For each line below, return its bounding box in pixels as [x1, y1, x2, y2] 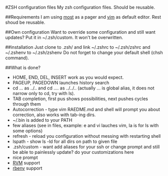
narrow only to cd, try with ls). [12, 91, 75, 96]
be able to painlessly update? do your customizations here [12, 149, 134, 155]
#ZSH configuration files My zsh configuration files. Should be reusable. [5, 5, 155, 10]
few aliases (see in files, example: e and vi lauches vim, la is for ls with [12, 123, 159, 128]
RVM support [12, 160, 40, 165]
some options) [12, 128, 43, 134]
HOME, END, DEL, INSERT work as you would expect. [12, 74, 124, 80]
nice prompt [12, 154, 38, 160]
